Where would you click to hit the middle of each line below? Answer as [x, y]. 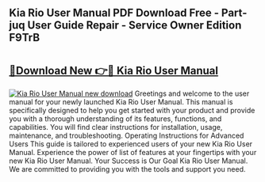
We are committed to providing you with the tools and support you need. [127, 169]
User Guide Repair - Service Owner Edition [134, 26]
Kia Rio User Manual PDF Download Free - [114, 13]
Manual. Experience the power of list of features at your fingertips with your [133, 152]
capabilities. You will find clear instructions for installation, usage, [116, 127]
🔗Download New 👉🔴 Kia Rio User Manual [114, 70]
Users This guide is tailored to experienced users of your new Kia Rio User [131, 144]
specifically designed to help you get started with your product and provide [132, 110]
